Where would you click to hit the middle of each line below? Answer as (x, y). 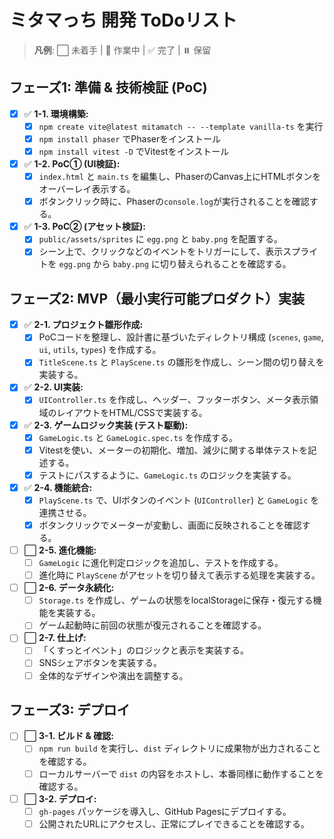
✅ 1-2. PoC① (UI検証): (72, 164)
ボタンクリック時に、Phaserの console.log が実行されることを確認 (174, 202)
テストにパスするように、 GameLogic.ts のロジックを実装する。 (167, 475)
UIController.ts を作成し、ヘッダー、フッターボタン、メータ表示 (174, 400)
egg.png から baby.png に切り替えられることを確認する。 (175, 264)
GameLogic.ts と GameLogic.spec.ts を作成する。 (138, 437)
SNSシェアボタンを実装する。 (100, 663)
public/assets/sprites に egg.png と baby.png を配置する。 (161, 239)
